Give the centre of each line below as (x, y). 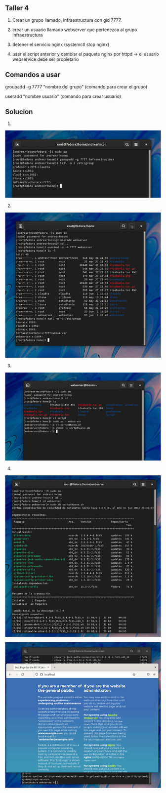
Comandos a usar (33, 75)
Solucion (19, 112)
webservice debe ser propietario (45, 59)
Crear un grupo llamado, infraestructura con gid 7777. (67, 20)
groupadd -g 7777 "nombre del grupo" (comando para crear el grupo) (76, 86)
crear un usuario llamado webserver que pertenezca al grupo (75, 30)
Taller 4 (17, 8)
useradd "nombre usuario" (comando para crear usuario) (63, 96)
